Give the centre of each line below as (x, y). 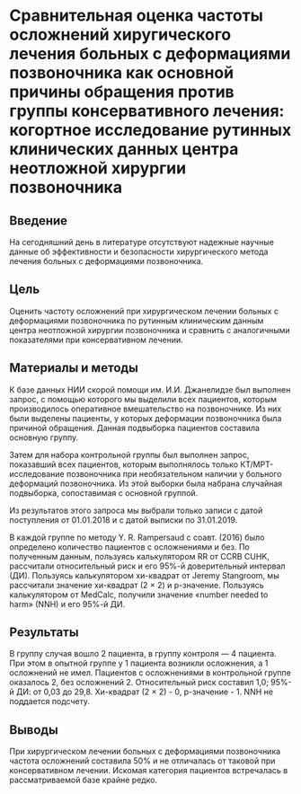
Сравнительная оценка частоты (136, 16)
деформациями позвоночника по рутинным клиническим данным (137, 321)
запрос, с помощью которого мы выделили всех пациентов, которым (143, 399)
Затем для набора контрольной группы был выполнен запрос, (129, 454)
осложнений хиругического (120, 35)
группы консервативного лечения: (147, 111)
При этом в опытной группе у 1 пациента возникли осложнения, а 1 (139, 663)
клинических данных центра (124, 150)
